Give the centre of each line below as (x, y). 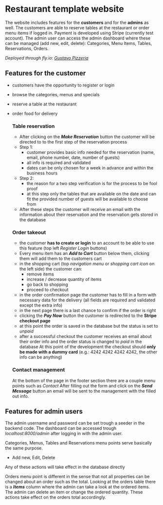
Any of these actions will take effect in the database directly (65, 467)
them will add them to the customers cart (61, 259)
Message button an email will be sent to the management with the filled (84, 391)
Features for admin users (44, 411)
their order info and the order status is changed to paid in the (81, 342)
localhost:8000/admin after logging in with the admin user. (64, 434)
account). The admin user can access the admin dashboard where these (78, 38)
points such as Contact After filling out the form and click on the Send (82, 386)
